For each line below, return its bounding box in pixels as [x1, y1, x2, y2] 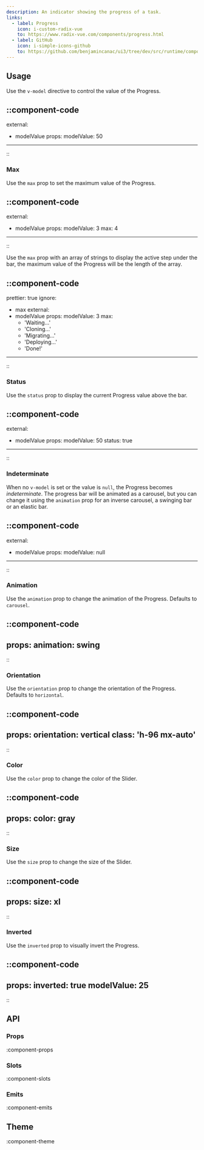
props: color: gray [6, 813, 76, 823]
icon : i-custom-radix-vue [17, 26, 83, 32]
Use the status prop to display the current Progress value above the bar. [6, 391, 188, 399]
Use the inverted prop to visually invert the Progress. [6, 941, 140, 949]
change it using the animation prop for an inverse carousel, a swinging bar [6, 497, 192, 504]
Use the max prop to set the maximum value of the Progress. [6, 179, 156, 186]
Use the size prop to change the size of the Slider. [6, 859, 132, 866]
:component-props [6, 1046, 53, 1053]
